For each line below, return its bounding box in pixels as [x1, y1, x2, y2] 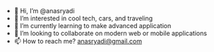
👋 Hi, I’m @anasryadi [13, 7, 76, 15]
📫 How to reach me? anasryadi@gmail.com [13, 37, 143, 45]
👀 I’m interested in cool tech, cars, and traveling [13, 14, 153, 22]
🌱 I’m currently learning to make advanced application [13, 22, 172, 30]
